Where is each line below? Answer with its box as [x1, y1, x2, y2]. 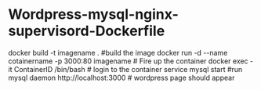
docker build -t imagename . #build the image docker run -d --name [8, 48, 228, 57]
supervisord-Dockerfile [8, 22, 165, 40]
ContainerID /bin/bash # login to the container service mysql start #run [13, 64, 243, 74]
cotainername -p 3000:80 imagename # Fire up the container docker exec [8, 56, 248, 66]
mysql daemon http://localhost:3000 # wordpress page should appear [8, 73, 235, 82]
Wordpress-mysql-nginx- [8, 5, 179, 23]
